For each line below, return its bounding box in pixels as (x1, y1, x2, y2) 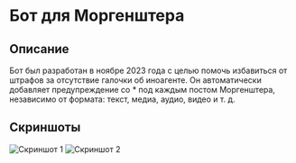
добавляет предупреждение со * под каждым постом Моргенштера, (9, 85, 275, 95)
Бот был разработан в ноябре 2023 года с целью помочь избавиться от (9, 65, 288, 76)
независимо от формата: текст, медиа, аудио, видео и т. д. (9, 94, 236, 104)
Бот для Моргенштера (9, 5, 185, 26)
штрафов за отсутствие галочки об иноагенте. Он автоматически (9, 75, 262, 86)
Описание (9, 41, 69, 57)
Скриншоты (9, 120, 81, 135)
